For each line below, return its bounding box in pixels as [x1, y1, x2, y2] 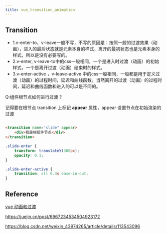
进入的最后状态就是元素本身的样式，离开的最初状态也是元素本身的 [23, 46, 160, 52]
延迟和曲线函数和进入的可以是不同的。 [21, 83, 101, 89]
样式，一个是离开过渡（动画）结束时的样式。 [12, 64, 105, 70]
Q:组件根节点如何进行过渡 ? [5, 94, 62, 100]
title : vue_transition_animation [5, 7, 75, 12]
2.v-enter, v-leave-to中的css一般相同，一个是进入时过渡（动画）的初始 [12, 58, 159, 64]
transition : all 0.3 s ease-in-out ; [14, 171, 89, 176]
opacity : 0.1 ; [14, 153, 44, 158]
